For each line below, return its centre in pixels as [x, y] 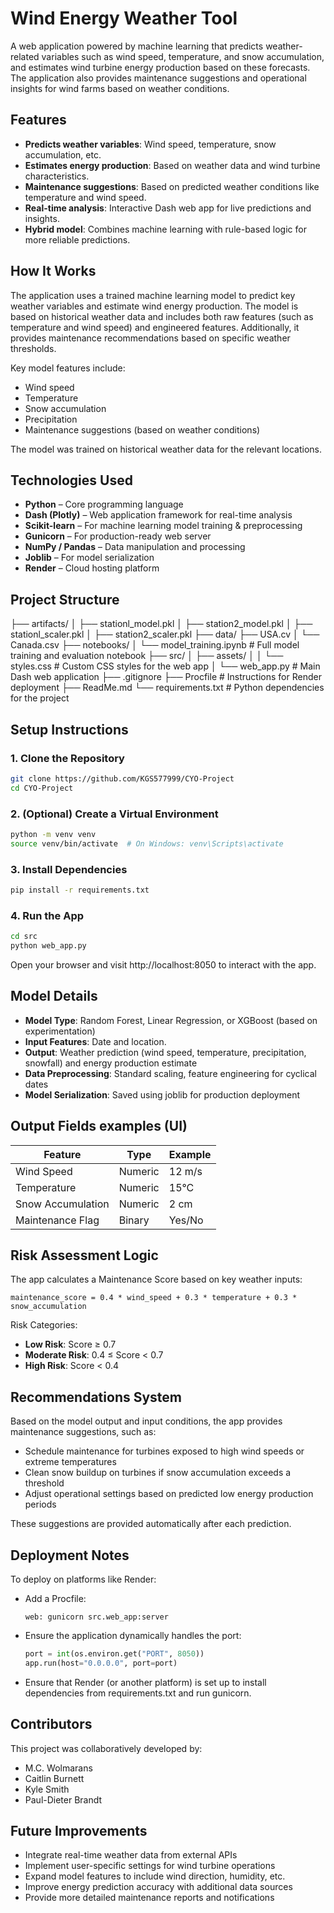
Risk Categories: [44, 1325]
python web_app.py [48, 946]
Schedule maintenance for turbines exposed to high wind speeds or [164, 1451]
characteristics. [57, 176]
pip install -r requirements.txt [80, 890]
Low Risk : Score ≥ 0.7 [70, 1344]
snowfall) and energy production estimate [111, 1063]
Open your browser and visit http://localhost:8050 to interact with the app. [163, 964]
